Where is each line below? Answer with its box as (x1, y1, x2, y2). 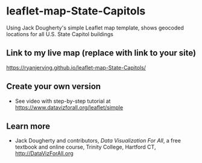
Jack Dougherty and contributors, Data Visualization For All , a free (14, 137, 181, 144)
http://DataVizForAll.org (14, 150, 74, 157)
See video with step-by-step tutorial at (14, 97, 111, 105)
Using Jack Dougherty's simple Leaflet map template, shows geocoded (6, 24, 184, 31)
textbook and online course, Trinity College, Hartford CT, (14, 143, 156, 151)
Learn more (6, 121, 51, 131)
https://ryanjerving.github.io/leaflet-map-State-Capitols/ (6, 64, 147, 71)
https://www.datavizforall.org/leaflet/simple (14, 103, 124, 111)
